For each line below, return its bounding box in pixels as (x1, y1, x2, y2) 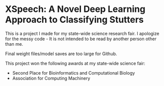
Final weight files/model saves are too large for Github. (5, 51, 117, 57)
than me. (5, 41, 23, 47)
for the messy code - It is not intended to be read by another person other (5, 36, 157, 42)
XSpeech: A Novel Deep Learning (5, 3, 146, 15)
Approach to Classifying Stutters (5, 14, 144, 25)
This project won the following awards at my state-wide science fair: (5, 60, 146, 66)
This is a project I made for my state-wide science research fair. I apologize (5, 30, 160, 36)
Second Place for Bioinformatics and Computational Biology (12, 70, 135, 76)
